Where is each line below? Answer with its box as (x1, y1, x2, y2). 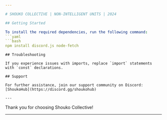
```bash (5, 39, 21, 44)
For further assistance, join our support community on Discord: (5, 83, 143, 88)
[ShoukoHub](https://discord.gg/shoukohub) (5, 87, 97, 92)
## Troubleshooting (5, 53, 46, 58)
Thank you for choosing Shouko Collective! (5, 105, 93, 111)
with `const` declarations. (5, 65, 64, 70)
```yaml (5, 34, 21, 39)
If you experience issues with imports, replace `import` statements (5, 61, 153, 66)
